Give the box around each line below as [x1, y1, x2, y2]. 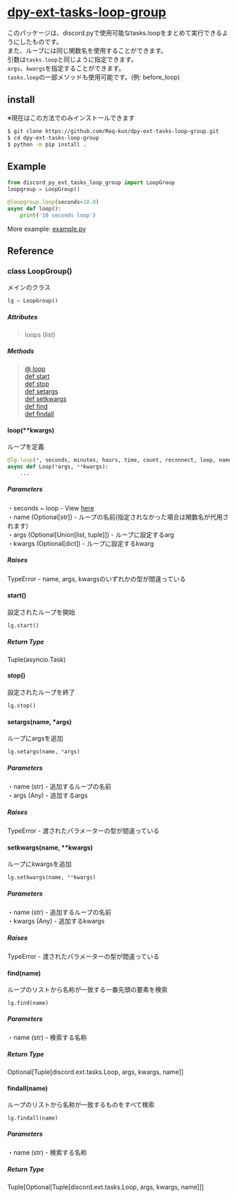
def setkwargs [24, 394, 67, 404]
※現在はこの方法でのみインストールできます [7, 113, 135, 122]
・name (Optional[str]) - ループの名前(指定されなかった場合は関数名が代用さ [7, 513, 229, 521]
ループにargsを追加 [7, 734, 63, 743]
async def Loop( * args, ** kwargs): [7, 463, 109, 471]
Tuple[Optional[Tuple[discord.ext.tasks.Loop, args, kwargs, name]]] [7, 1183, 205, 1192]
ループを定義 [7, 443, 44, 451]
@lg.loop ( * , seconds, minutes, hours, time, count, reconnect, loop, [7, 457, 217, 464]
